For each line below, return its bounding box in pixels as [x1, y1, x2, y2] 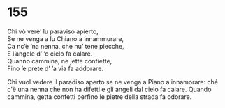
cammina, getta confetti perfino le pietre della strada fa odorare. [7, 92, 192, 101]
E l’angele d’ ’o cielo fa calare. [7, 49, 93, 58]
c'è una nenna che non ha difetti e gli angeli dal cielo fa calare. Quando [7, 85, 212, 93]
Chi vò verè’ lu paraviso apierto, [7, 27, 99, 36]
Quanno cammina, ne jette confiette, [7, 56, 112, 65]
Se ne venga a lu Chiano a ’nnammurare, [7, 34, 124, 43]
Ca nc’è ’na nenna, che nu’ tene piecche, [7, 42, 124, 50]
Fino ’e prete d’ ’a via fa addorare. [7, 64, 103, 72]
